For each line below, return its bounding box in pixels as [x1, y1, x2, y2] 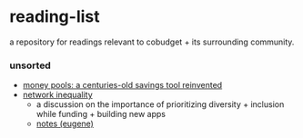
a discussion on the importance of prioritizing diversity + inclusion [35, 99, 285, 110]
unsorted [9, 59, 52, 72]
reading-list [9, 6, 100, 27]
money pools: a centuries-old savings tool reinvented [22, 80, 223, 91]
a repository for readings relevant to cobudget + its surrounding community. [9, 36, 295, 47]
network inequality [22, 89, 93, 101]
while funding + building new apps [35, 109, 167, 120]
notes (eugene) [35, 118, 94, 129]
